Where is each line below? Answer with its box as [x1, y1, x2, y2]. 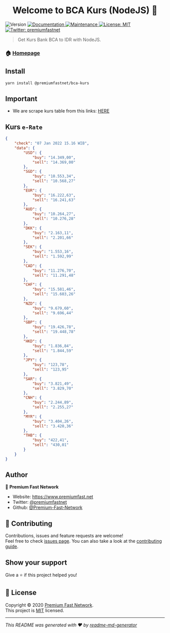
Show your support [5, 558, 67, 567]
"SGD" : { [23, 169, 42, 174]
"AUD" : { [23, 207, 42, 212]
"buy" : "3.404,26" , [32, 419, 73, 424]
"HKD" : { [23, 339, 42, 344]
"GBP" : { [23, 320, 42, 325]
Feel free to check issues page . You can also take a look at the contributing [5, 538, 162, 544]
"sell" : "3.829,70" [32, 386, 73, 391]
